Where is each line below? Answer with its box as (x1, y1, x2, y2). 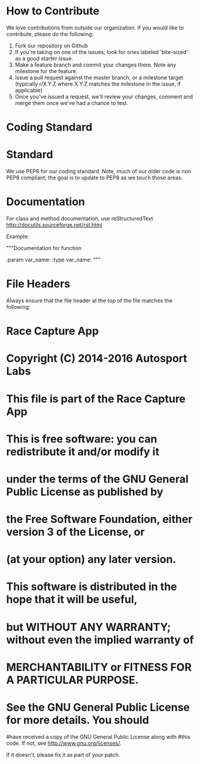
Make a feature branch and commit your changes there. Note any (14, 61, 177, 68)
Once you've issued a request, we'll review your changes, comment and (14, 93, 193, 100)
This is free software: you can (6, 432, 157, 446)
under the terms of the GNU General (6, 472, 189, 486)
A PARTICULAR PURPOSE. (6, 673, 139, 687)
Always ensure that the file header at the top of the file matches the (6, 297, 172, 304)
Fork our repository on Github (14, 42, 89, 49)
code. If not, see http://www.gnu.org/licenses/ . (6, 739, 122, 747)
